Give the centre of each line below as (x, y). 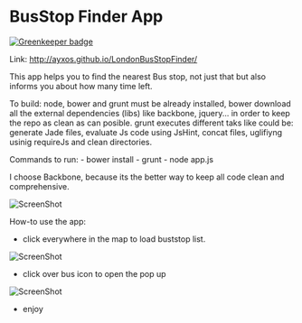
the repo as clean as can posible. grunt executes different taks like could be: (151, 123)
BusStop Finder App (86, 17)
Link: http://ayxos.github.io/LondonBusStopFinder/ (104, 59)
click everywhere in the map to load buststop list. (114, 239)
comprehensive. (39, 186)
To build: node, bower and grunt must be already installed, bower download (150, 103)
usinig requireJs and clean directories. (80, 142)
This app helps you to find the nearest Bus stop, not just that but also (138, 76)
